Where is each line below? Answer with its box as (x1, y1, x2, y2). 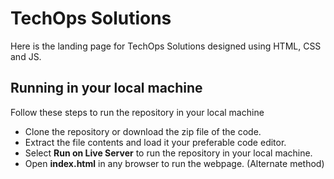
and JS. (10, 50, 42, 62)
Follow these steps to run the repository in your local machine (10, 106, 265, 118)
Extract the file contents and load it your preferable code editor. (24, 136, 287, 148)
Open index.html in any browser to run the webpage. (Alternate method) (24, 157, 325, 169)
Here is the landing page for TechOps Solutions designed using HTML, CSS (10, 40, 322, 52)
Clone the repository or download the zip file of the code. (24, 125, 262, 137)
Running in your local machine (10, 80, 203, 97)
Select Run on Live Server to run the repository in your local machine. (24, 147, 313, 159)
